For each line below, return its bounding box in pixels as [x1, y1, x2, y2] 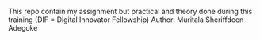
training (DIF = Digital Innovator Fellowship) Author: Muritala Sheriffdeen [8, 15, 244, 24]
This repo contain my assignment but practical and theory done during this [8, 7, 253, 16]
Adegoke [8, 24, 38, 32]
